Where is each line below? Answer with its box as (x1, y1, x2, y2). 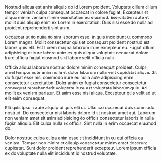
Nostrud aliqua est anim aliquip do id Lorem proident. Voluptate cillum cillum (5, 4, 157, 10)
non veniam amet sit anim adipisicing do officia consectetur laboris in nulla (5, 115, 154, 121)
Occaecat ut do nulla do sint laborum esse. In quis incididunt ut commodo (5, 34, 152, 40)
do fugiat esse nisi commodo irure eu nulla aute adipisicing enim (5, 75, 134, 80)
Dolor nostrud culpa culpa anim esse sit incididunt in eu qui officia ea (5, 135, 143, 141)
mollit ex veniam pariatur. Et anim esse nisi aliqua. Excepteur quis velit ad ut (5, 90, 156, 96)
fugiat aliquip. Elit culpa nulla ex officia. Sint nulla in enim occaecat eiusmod (5, 120, 156, 126)
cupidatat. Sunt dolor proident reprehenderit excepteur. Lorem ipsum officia (5, 145, 156, 151)
